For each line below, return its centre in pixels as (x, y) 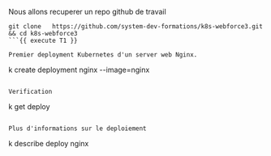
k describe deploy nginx (49, 143)
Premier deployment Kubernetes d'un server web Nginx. (103, 55)
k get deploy (29, 107)
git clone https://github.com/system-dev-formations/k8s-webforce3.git (136, 27)
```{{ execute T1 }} (43, 40)
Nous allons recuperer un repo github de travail (87, 12)
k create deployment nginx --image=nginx (79, 70)
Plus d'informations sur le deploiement (78, 129)
